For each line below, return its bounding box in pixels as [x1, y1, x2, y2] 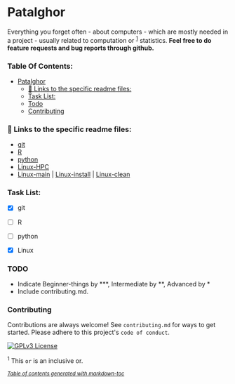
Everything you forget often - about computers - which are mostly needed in [7, 27, 229, 36]
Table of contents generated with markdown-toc [7, 370, 125, 377]
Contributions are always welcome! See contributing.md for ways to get [7, 321, 216, 329]
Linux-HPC [17, 163, 49, 171]
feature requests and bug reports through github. [7, 44, 154, 52]
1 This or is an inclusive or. [7, 355, 83, 365]
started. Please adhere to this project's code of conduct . [7, 328, 170, 337]
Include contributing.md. [17, 287, 89, 296]
